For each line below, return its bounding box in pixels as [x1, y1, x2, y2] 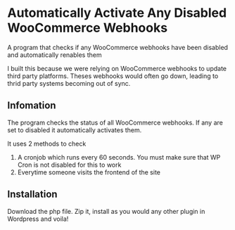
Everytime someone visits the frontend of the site [17, 167, 160, 177]
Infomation [7, 100, 56, 112]
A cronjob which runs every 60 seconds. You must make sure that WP [17, 153, 221, 161]
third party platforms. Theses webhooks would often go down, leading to [7, 72, 219, 80]
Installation [7, 189, 58, 200]
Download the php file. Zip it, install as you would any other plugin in [7, 207, 205, 215]
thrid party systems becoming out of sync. [7, 79, 131, 87]
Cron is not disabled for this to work [17, 160, 122, 169]
